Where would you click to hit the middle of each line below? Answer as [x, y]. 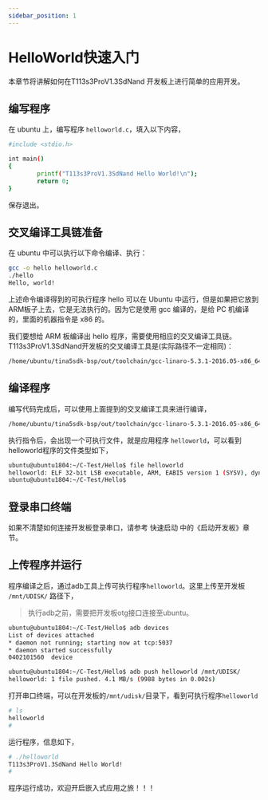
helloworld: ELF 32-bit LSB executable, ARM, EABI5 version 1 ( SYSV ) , [128, 473]
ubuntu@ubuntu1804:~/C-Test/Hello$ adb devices [89, 628]
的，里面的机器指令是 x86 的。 [59, 319]
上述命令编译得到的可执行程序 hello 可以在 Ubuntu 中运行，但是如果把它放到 [134, 299]
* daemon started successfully [60, 650]
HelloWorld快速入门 [74, 57]
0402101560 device [41, 658]
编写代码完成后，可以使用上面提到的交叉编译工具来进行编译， [110, 408]
